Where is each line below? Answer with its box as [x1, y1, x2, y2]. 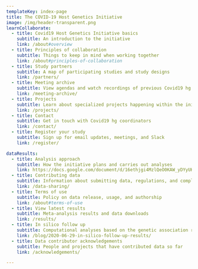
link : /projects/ [16, 107, 60, 113]
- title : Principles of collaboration [11, 47, 107, 53]
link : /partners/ [16, 74, 60, 80]
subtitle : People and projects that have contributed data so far [16, 244, 183, 250]
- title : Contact [11, 112, 54, 118]
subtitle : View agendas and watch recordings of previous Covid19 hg [16, 85, 192, 91]
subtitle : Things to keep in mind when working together [16, 52, 160, 58]
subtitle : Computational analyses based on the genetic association [16, 227, 189, 233]
